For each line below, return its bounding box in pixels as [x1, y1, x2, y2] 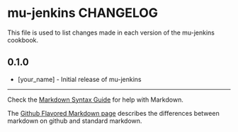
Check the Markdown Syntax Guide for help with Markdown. [7, 95, 184, 104]
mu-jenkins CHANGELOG [7, 5, 158, 21]
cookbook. [7, 35, 39, 44]
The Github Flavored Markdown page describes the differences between [7, 109, 220, 117]
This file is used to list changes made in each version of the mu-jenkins [7, 28, 215, 37]
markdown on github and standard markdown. [7, 116, 142, 125]
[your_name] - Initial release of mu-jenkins [17, 75, 142, 83]
